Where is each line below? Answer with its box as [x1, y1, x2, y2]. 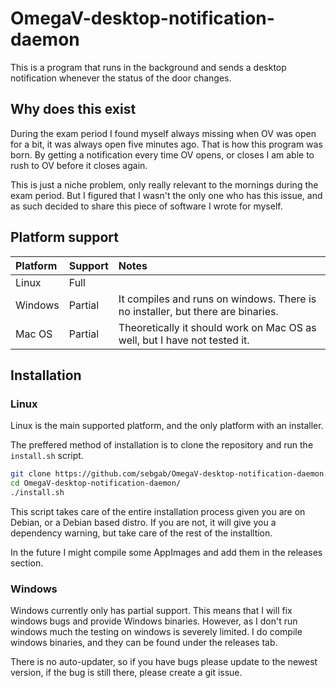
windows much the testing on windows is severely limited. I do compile [10, 626, 303, 638]
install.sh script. [10, 450, 84, 462]
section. [10, 557, 44, 569]
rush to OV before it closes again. [10, 159, 148, 171]
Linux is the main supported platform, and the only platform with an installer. [10, 420, 324, 432]
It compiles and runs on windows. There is [118, 292, 317, 306]
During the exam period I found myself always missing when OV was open [10, 127, 317, 139]
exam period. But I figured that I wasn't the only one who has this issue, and [10, 189, 323, 201]
